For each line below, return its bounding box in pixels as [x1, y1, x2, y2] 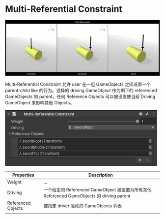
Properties [12, 172, 34, 178]
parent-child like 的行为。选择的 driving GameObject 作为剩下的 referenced [5, 87, 157, 93]
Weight [7, 179, 22, 185]
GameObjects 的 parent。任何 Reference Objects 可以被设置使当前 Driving [5, 94, 156, 99]
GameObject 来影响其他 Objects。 [5, 99, 75, 105]
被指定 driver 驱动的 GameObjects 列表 [43, 203, 122, 209]
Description [88, 172, 113, 178]
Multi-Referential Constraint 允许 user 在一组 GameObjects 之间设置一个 [5, 81, 151, 87]
